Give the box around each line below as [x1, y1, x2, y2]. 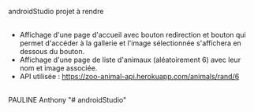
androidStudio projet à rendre [8, 7, 104, 16]
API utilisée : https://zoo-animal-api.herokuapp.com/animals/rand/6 [19, 72, 240, 81]
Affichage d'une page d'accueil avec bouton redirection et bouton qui [19, 31, 246, 39]
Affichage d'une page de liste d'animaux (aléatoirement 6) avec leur [19, 55, 241, 64]
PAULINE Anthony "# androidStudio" [8, 96, 127, 104]
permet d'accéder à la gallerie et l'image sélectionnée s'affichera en [19, 38, 242, 48]
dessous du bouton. [19, 47, 85, 56]
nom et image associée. [19, 63, 98, 73]
